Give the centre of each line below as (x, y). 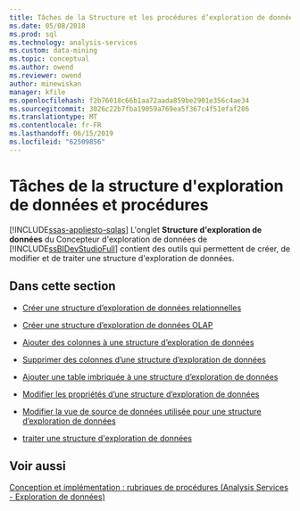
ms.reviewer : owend (46, 76)
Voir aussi (37, 466)
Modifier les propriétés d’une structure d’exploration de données (141, 394)
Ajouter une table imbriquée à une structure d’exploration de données (150, 376)
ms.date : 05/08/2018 (48, 26)
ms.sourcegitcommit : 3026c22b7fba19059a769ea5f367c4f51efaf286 (129, 109)
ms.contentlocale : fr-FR (55, 126)
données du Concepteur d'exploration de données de (108, 239)
